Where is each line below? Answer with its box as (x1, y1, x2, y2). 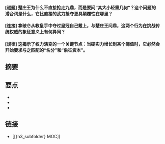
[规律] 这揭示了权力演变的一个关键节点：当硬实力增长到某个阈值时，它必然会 (5, 41, 160, 47)
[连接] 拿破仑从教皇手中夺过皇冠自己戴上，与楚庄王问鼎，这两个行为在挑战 (5, 23, 156, 29)
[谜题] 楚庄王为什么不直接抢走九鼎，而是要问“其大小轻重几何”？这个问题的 (5, 4, 156, 10)
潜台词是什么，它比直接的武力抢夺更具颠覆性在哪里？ (5, 10, 113, 17)
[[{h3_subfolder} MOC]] (12, 133, 60, 139)
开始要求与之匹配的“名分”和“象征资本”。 (5, 47, 88, 53)
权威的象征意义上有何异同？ (9, 29, 65, 35)
